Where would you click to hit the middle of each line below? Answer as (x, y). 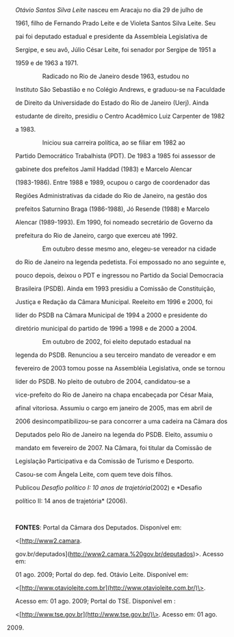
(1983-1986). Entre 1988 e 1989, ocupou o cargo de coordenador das (113, 182)
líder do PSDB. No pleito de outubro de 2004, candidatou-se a (103, 382)
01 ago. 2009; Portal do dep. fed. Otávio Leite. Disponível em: (102, 574)
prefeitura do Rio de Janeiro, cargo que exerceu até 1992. (96, 235)
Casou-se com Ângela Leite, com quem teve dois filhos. (94, 474)
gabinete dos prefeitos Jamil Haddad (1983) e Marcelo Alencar (104, 169)
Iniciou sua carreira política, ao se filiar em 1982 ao (114, 142)
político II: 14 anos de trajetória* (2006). (71, 501)
